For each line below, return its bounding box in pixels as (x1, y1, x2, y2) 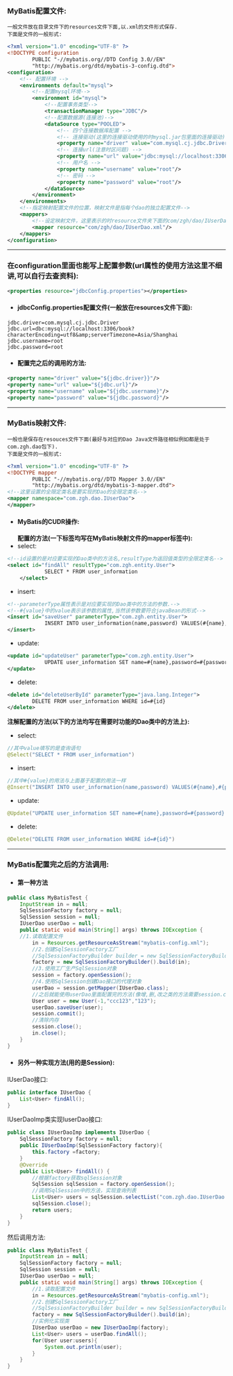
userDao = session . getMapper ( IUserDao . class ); (32, 984, 169, 992)
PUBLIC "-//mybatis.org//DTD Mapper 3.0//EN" (32, 475, 166, 483)
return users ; (32, 1206, 73, 1214)
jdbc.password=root (7, 343, 64, 350)
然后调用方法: (7, 1233, 46, 1241)
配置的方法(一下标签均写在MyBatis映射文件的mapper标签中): (17, 534, 193, 543)
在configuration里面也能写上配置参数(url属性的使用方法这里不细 (7, 261, 223, 271)
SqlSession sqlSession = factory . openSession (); (32, 1181, 175, 1188)
